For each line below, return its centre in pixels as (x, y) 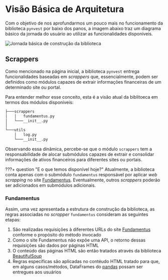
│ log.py (26, 135)
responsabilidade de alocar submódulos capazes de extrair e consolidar (80, 154)
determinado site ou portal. (33, 87)
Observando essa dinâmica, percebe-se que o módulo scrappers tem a (78, 149)
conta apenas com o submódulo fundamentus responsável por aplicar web (81, 174)
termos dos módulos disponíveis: (39, 102)
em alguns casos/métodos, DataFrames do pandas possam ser (78, 267)
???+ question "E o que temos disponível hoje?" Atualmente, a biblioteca (80, 169)
